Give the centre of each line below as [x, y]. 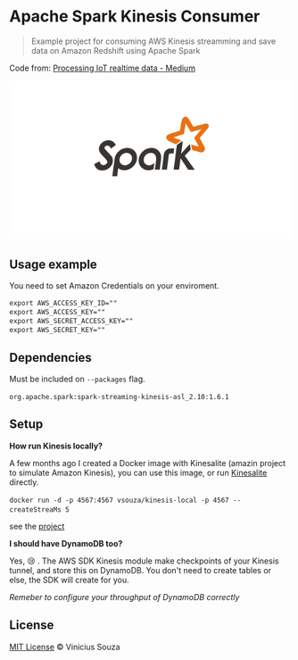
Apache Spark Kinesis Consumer [135, 17]
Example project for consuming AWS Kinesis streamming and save [153, 41]
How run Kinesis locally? [56, 446]
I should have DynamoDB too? [66, 543]
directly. [24, 482]
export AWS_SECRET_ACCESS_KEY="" [71, 322]
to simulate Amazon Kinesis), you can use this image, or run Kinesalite [138, 472]
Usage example [54, 264]
